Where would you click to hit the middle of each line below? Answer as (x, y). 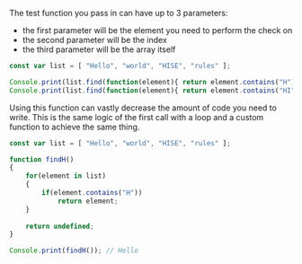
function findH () (42, 159)
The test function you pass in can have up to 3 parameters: (119, 13)
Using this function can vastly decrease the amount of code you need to (143, 108)
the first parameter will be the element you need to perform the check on (157, 30)
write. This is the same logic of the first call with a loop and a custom (137, 117)
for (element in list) (66, 176)
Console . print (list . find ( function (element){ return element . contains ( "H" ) (152, 82)
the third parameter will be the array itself (99, 49)
